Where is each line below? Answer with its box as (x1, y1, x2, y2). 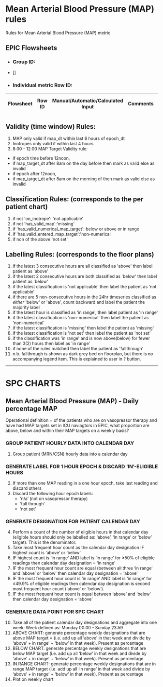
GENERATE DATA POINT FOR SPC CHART (5, 608, 104, 615)
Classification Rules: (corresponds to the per (5, 195, 144, 204)
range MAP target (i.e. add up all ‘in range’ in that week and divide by (12, 666, 150, 671)
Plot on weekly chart (12, 676, 54, 682)
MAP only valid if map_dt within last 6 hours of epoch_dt (12, 135, 125, 141)
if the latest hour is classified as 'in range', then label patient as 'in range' (12, 309, 158, 315)
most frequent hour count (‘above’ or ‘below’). (12, 586, 104, 592)
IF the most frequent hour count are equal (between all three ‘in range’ (12, 565, 153, 571)
